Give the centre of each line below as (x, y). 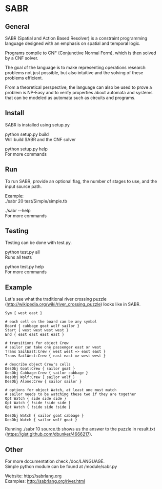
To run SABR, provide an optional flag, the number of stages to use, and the (81, 181)
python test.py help (24, 267)
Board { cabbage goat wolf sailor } (42, 326)
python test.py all (22, 252)
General (18, 27)
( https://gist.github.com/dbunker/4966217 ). (49, 434)
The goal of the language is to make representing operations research (75, 67)
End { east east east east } (35, 335)
